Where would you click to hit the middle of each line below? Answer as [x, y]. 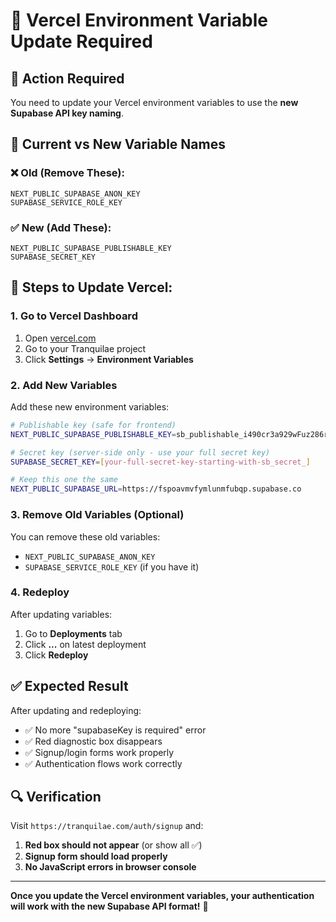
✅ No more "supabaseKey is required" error [115, 730]
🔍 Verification [56, 797]
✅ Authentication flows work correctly [103, 763]
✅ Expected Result [69, 686]
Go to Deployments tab [73, 633]
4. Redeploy [40, 592]
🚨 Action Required [67, 78]
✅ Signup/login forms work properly [99, 752]
